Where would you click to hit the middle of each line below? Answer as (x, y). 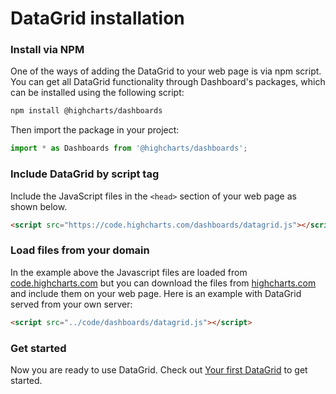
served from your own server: (71, 304)
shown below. (39, 206)
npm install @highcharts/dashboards (86, 111)
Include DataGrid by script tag (85, 174)
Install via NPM (47, 50)
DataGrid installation (97, 18)
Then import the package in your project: (95, 130)
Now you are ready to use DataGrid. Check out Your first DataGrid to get (159, 369)
